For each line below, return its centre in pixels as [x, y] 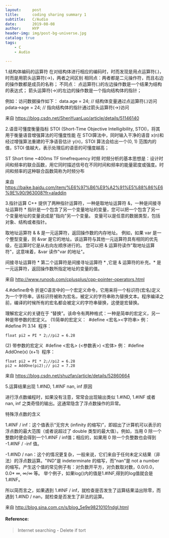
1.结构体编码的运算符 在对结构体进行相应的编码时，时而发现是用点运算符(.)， [84, 72]
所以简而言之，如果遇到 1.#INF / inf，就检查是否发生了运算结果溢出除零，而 [83, 490]
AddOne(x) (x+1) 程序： [30, 352]
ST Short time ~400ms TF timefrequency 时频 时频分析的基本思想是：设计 [82, 158]
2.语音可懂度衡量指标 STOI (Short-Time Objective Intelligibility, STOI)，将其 [83, 128]
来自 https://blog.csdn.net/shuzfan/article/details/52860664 [68, 375]
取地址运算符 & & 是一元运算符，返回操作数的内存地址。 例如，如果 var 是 [81, 233]
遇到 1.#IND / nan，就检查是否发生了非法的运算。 [56, 496]
